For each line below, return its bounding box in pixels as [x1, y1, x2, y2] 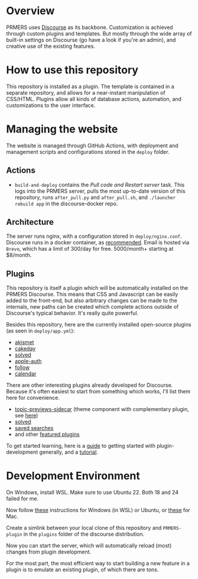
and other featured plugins [14, 431, 80, 438]
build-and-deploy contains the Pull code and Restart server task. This [14, 181, 185, 188]
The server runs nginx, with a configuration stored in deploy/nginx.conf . [6, 232, 182, 240]
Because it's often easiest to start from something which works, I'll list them [6, 388, 191, 395]
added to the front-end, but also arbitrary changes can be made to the [6, 297, 177, 304]
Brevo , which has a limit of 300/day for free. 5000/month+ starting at [6, 245, 174, 253]
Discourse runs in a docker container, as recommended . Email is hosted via [6, 239, 190, 246]
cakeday [14, 345, 36, 352]
